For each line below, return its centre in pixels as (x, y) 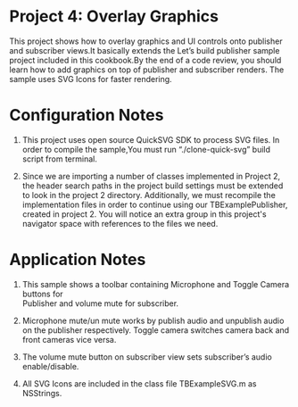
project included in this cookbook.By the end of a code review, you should (145, 60)
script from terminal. (60, 159)
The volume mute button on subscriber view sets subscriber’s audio (147, 357)
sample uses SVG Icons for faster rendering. (91, 79)
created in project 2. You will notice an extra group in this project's (144, 214)
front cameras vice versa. (69, 339)
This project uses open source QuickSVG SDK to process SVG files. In (151, 139)
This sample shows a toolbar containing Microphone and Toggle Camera (156, 284)
